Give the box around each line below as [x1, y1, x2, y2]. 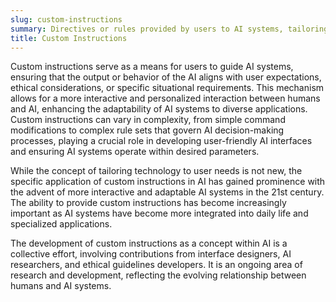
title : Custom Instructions [10, 33, 128, 43]
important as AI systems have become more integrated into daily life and [10, 207, 309, 220]
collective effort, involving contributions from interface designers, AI [10, 248, 292, 260]
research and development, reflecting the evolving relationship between [10, 269, 307, 281]
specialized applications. [10, 218, 113, 230]
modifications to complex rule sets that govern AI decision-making [10, 124, 285, 136]
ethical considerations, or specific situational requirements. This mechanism [10, 82, 325, 94]
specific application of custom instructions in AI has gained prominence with [10, 176, 326, 188]
